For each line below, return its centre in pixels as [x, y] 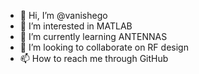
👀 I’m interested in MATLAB [76, 26]
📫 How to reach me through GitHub [94, 58]
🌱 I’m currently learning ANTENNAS [93, 36]
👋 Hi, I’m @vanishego [63, 15]
